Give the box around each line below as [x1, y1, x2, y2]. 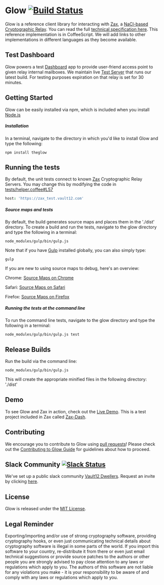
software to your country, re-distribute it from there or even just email [5, 548, 145, 555]
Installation [5, 123, 29, 129]
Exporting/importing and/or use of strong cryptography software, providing [5, 533, 156, 539]
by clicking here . [5, 478, 39, 484]
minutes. [5, 79, 23, 85]
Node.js [5, 112, 21, 117]
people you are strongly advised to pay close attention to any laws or [5, 559, 144, 565]
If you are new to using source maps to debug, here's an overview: [5, 266, 140, 271]
